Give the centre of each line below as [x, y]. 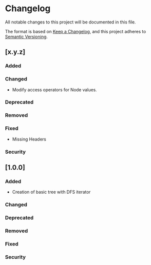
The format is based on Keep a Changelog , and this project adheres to [75, 31]
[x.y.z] [15, 52]
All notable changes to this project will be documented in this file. [71, 22]
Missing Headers [29, 139]
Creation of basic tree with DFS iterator [51, 192]
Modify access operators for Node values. [55, 90]
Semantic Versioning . [26, 37]
